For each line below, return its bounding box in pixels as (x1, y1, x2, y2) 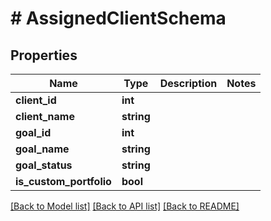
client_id (15, 93, 57, 107)
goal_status (15, 158, 73, 172)
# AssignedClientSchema (10, 7, 227, 30)
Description (159, 77, 218, 90)
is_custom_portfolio (15, 175, 112, 188)
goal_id (15, 126, 52, 139)
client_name (15, 110, 75, 123)
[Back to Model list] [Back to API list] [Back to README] (10, 200, 240, 212)
